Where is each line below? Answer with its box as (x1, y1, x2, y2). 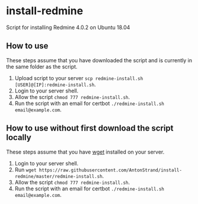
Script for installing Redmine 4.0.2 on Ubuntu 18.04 (6, 24, 131, 31)
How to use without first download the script (6, 123, 174, 133)
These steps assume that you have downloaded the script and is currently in (6, 56, 193, 63)
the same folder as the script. (6, 63, 78, 70)
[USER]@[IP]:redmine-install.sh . (14, 81, 96, 88)
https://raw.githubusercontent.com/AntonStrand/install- (39, 167, 182, 173)
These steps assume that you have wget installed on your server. (6, 148, 165, 155)
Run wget (14, 166, 37, 173)
